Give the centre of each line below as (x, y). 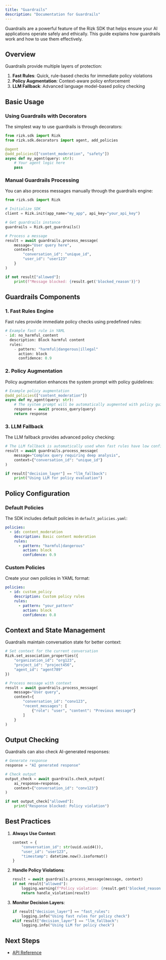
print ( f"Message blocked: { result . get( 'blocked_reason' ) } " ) (77, 281)
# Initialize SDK (23, 209)
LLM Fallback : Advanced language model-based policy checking (79, 86)
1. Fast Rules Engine (29, 311)
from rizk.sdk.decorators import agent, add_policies (62, 140)
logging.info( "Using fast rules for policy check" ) (76, 916)
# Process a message (26, 236)
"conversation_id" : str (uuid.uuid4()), (62, 847)
